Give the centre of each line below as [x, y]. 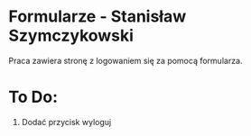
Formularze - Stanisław [98, 17]
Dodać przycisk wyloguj [66, 122]
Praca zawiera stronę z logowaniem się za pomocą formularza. [125, 60]
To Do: [33, 97]
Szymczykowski [71, 36]
